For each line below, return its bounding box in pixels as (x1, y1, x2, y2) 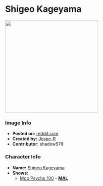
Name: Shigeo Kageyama (12, 164, 65, 171)
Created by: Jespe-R (12, 136, 56, 142)
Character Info (5, 153, 41, 160)
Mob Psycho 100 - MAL (19, 175, 68, 181)
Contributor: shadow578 (12, 141, 63, 147)
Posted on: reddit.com (12, 131, 58, 137)
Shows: (12, 170, 29, 176)
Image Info (5, 119, 31, 126)
